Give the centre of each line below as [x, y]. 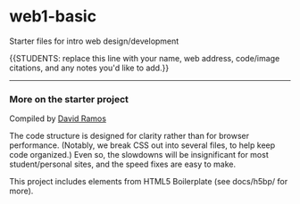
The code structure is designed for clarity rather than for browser [129, 136]
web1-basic [53, 16]
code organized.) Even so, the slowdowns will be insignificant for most [139, 155]
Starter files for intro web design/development [94, 41]
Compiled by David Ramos [58, 118]
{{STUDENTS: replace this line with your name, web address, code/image [145, 58]
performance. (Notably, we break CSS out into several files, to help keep [142, 145]
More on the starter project [69, 99]
